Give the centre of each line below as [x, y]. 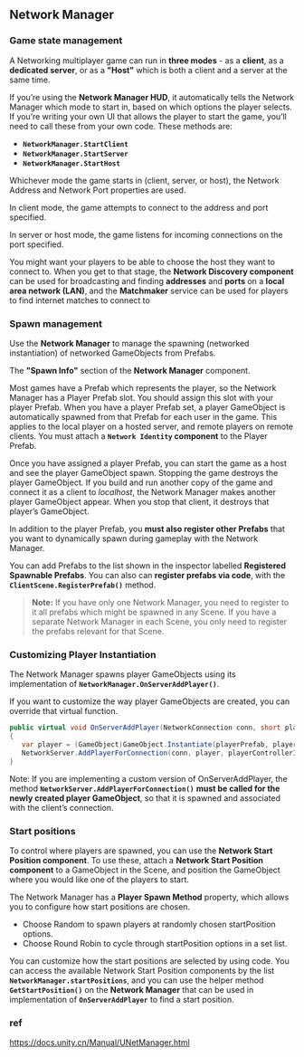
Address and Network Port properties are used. [98, 190]
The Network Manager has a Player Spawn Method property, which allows [149, 897]
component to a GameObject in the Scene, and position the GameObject [145, 870]
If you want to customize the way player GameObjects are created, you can [150, 701]
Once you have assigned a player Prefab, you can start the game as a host [148, 463]
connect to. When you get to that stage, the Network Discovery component [152, 271]
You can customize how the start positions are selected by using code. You [149, 961]
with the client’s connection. [62, 807]
